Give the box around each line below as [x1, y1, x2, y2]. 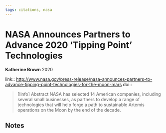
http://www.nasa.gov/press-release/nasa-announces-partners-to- [15, 76, 153, 82]
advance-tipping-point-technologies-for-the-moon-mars [5, 81, 122, 87]
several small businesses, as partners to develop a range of [17, 96, 140, 102]
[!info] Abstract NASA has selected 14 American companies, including [17, 91, 161, 97]
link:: [5, 76, 15, 82]
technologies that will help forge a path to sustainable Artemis [17, 102, 145, 108]
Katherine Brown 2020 [5, 66, 53, 72]
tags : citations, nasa [5, 7, 52, 12]
